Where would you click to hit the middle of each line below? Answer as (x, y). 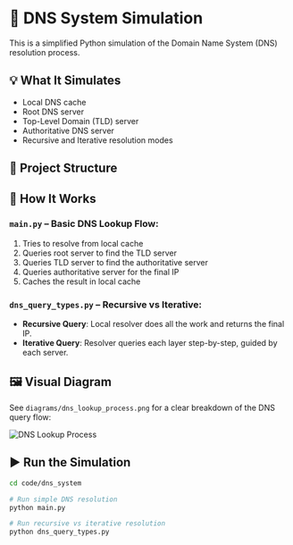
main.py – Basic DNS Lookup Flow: (84, 224)
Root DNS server (53, 112)
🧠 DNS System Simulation (106, 18)
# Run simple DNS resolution (63, 499)
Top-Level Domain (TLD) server (80, 121)
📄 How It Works (53, 199)
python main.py (38, 507)
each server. (45, 353)
